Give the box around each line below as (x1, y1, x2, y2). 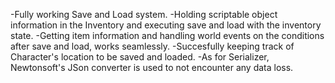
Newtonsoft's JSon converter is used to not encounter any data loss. (10, 62, 294, 73)
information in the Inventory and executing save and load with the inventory (10, 19, 322, 31)
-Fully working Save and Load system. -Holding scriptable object (10, 9, 278, 20)
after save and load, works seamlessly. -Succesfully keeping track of (10, 40, 295, 52)
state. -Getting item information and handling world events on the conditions (10, 30, 325, 41)
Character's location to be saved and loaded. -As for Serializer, (10, 51, 270, 63)
